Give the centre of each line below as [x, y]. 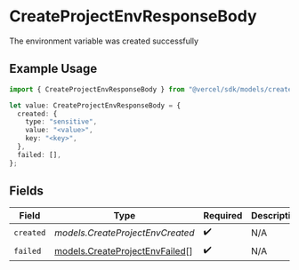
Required [223, 216]
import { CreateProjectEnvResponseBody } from [97, 89]
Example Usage [53, 69]
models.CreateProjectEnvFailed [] [124, 250]
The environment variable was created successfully [104, 41]
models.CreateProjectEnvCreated [125, 233]
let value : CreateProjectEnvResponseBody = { [95, 105]
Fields [27, 191]
